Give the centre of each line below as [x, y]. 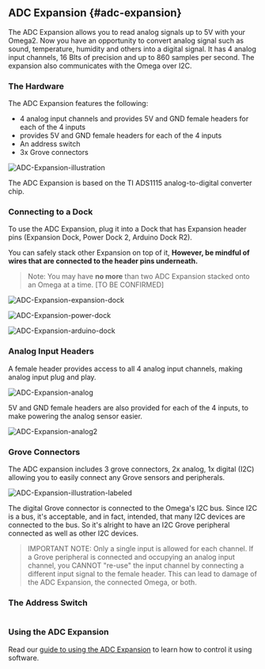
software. [24, 658]
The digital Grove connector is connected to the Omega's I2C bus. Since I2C [133, 508]
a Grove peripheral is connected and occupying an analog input [131, 557]
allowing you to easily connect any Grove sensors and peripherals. [117, 477]
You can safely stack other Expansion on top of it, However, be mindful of [129, 253]
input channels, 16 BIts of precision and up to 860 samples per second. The [131, 57]
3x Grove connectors [54, 153]
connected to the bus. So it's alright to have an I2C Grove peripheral [119, 525]
